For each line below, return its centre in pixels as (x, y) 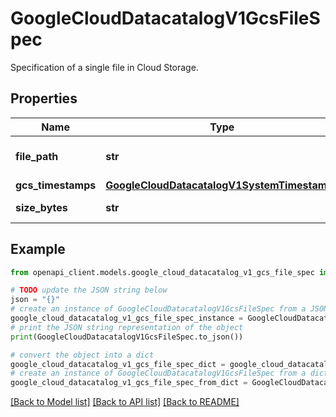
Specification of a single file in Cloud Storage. (104, 67)
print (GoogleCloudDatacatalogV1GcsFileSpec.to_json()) (127, 337)
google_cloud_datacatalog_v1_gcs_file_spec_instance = (127, 318)
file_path (37, 156)
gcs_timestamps (56, 185)
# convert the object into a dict (82, 355)
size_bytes (41, 207)
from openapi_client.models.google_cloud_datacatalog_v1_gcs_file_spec (162, 272)
